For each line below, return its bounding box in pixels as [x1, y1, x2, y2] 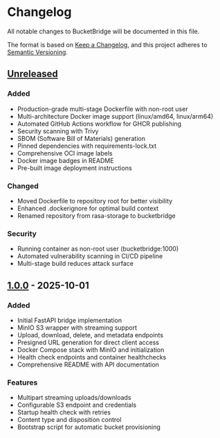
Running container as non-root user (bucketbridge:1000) [17, 244, 179, 253]
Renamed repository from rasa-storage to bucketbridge [17, 211, 176, 219]
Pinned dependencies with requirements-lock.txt [17, 142, 157, 150]
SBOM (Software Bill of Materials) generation [17, 134, 145, 142]
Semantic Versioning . [7, 48, 68, 56]
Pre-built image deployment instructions [17, 164, 133, 172]
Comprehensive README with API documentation [17, 360, 159, 369]
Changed [7, 181, 39, 191]
